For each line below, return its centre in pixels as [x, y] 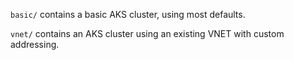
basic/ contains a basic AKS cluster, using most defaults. [128, 14]
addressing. [35, 44]
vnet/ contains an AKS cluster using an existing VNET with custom [147, 33]
